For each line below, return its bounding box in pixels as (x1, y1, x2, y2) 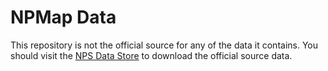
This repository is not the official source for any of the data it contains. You (10, 39, 319, 51)
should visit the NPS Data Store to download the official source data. (10, 49, 293, 61)
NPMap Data (10, 6, 117, 29)
